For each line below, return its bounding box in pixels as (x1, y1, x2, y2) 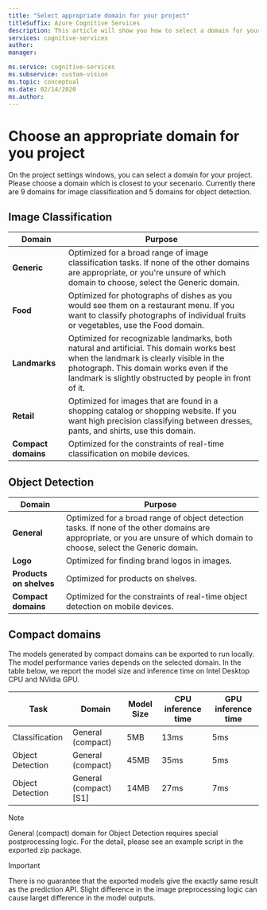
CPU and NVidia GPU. (8, 674, 79, 684)
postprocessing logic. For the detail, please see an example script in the (8, 837, 244, 846)
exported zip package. (8, 845, 82, 854)
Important (8, 861, 41, 870)
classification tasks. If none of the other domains (68, 257, 250, 268)
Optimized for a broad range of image (68, 248, 209, 259)
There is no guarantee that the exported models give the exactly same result (8, 876, 258, 885)
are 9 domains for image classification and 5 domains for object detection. (8, 187, 252, 197)
